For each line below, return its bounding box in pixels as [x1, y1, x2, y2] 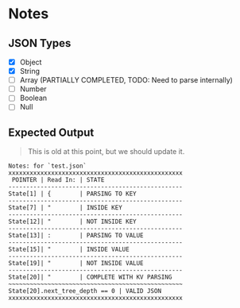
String [19, 67, 40, 76]
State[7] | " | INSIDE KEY [8, 204, 123, 212]
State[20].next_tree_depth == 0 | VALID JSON [8, 287, 161, 295]
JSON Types [8, 37, 72, 50]
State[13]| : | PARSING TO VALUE [8, 232, 145, 240]
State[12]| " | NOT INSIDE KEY [8, 218, 137, 226]
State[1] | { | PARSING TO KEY [8, 190, 137, 198]
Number [19, 84, 47, 94]
